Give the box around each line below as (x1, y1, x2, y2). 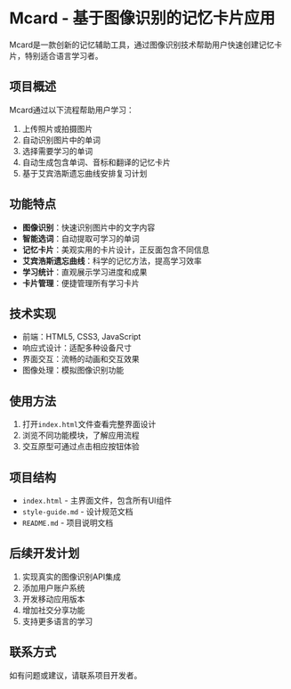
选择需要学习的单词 (21, 145, 93, 156)
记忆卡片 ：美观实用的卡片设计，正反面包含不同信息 (21, 244, 210, 255)
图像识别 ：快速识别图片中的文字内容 (21, 222, 156, 233)
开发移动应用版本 (21, 594, 85, 604)
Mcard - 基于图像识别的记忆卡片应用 (9, 8, 276, 29)
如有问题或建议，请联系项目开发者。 (9, 669, 142, 680)
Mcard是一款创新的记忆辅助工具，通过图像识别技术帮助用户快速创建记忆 (9, 39, 275, 50)
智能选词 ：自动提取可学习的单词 (21, 233, 140, 243)
